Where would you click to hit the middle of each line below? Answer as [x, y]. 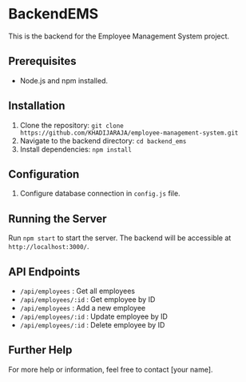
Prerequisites [42, 61]
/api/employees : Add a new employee [83, 308]
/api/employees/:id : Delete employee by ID [92, 325]
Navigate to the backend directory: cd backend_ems [103, 140]
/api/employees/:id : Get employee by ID [87, 300]
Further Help [40, 350]
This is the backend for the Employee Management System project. [119, 36]
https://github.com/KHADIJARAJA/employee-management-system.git [129, 133]
